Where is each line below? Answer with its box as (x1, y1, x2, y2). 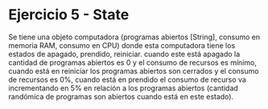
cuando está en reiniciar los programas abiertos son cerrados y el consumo (8, 66, 259, 75)
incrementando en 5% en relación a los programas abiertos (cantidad (8, 83, 239, 93)
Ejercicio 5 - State (8, 6, 130, 24)
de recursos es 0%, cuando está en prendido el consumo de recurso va (8, 75, 247, 84)
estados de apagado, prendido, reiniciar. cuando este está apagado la (8, 49, 241, 59)
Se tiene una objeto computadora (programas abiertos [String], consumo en (8, 32, 260, 42)
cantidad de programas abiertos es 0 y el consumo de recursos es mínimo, (8, 58, 258, 67)
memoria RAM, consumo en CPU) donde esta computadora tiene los (8, 40, 236, 50)
